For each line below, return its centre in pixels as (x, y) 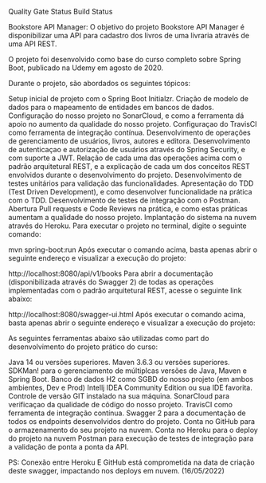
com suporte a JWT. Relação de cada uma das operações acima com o (125, 158)
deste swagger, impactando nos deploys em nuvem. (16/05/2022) (117, 471)
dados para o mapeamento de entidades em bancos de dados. (111, 107)
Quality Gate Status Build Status (61, 12)
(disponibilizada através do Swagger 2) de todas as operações (111, 282)
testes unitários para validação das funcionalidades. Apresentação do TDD (131, 183)
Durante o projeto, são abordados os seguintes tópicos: (100, 83)
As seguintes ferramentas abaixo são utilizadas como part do (109, 338)
